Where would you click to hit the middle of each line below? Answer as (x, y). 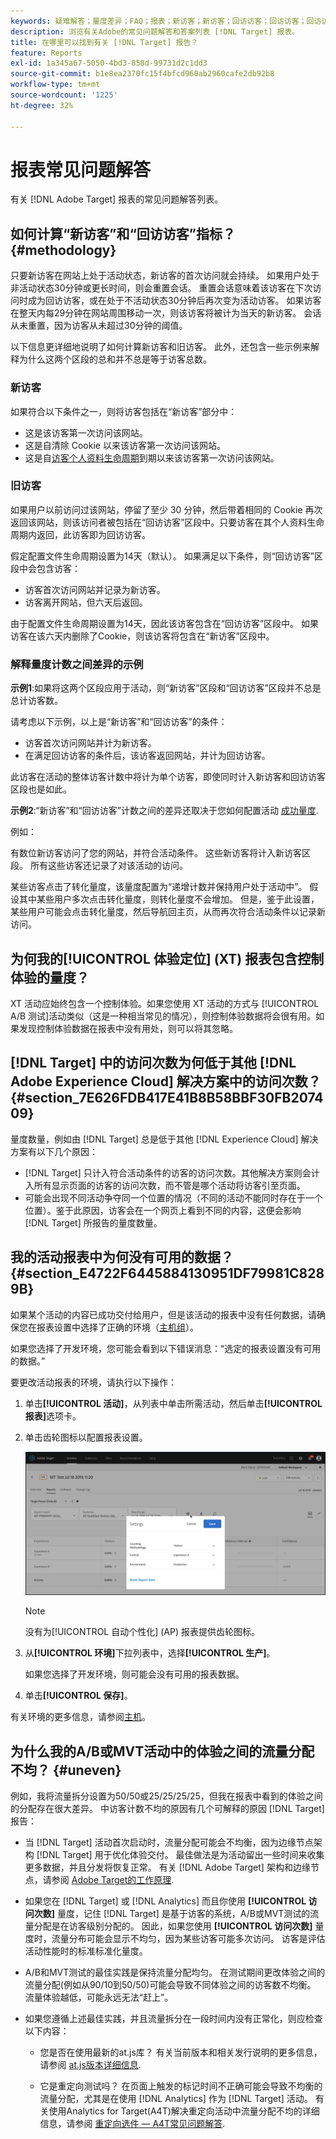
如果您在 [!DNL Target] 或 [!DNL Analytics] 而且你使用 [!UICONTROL (165, 1901)
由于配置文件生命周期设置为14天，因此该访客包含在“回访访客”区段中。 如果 (165, 623)
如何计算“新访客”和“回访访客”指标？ (123, 233)
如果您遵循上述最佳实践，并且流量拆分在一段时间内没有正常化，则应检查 (173, 2019)
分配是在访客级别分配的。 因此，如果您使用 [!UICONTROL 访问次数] (173, 1926)
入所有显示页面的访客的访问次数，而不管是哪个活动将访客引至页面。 (165, 1185)
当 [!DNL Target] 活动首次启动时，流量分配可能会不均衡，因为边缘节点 (169, 1842)
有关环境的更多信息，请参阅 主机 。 (80, 1717)
